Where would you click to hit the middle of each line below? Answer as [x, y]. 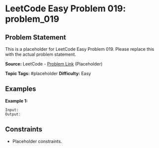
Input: [12, 110]
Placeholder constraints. [37, 141]
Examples [21, 89]
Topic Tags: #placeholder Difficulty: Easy [48, 74]
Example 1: [17, 101]
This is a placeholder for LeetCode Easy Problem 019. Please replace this [80, 49]
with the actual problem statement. [41, 54]
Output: [13, 114]
